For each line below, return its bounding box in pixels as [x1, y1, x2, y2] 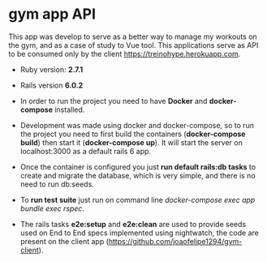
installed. [54, 105, 85, 114]
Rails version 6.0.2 [19, 80, 84, 90]
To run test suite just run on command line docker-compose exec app [19, 195, 256, 204]
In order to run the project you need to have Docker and [19, 96, 208, 105]
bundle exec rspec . [19, 204, 85, 213]
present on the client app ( [19, 236, 110, 246]
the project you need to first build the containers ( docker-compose [19, 129, 246, 139]
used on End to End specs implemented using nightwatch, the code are [19, 228, 260, 238]
